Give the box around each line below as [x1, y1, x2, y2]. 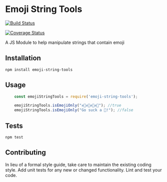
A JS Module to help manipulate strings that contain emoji [5, 39, 125, 45]
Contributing [5, 148, 46, 157]
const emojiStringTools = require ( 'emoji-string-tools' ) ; [14, 94, 138, 99]
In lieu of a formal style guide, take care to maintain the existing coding [5, 161, 152, 167]
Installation [5, 54, 41, 62]
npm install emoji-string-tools [5, 67, 73, 72]
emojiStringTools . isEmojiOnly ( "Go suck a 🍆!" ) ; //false [14, 107, 134, 113]
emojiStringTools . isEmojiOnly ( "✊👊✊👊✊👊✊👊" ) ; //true [14, 103, 121, 108]
